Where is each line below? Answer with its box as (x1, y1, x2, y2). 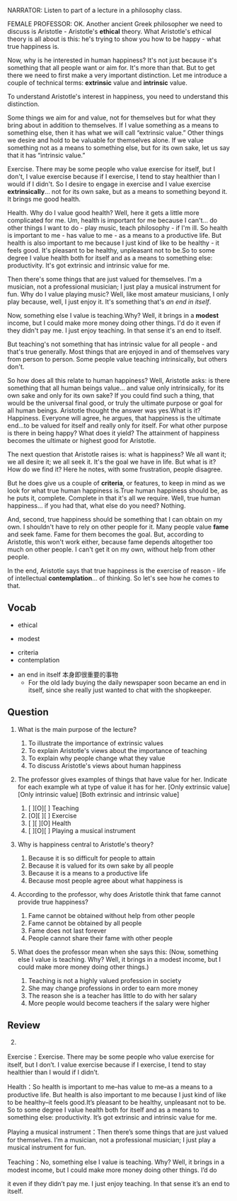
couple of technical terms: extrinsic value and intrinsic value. (7, 79, 187, 87)
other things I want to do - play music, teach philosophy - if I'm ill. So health (7, 224, 229, 232)
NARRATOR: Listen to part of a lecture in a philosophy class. (7, 6, 183, 14)
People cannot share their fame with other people (28, 933, 173, 942)
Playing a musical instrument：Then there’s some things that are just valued (7, 1128, 229, 1137)
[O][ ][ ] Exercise (28, 811, 77, 820)
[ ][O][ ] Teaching (28, 803, 79, 812)
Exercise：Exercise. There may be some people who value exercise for (7, 1052, 214, 1061)
